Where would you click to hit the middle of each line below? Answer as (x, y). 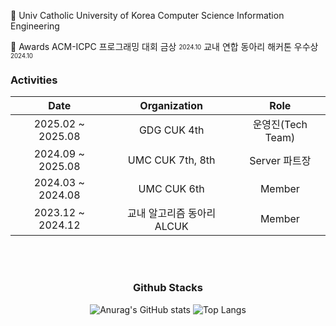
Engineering (35, 26)
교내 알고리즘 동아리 (172, 213)
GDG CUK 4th (171, 130)
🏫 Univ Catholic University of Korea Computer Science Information (147, 15)
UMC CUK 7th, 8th (171, 160)
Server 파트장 (280, 161)
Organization (171, 106)
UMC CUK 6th (171, 189)
